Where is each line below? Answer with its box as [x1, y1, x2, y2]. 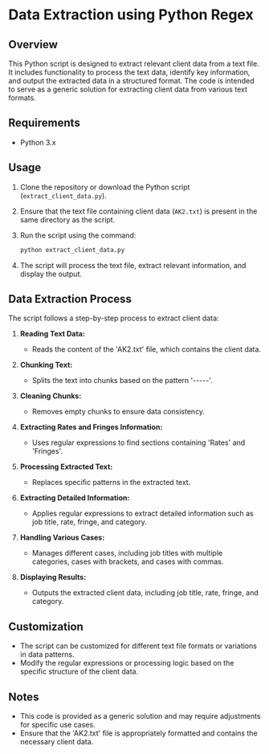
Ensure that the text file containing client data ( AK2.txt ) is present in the [19, 206, 258, 216]
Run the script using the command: [19, 230, 137, 240]
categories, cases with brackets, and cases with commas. [31, 556, 224, 567]
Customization [8, 620, 84, 634]
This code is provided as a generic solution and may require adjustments [19, 711, 261, 720]
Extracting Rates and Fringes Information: [19, 422, 163, 432]
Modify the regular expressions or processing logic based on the [19, 658, 234, 668]
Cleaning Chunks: [19, 391, 82, 401]
